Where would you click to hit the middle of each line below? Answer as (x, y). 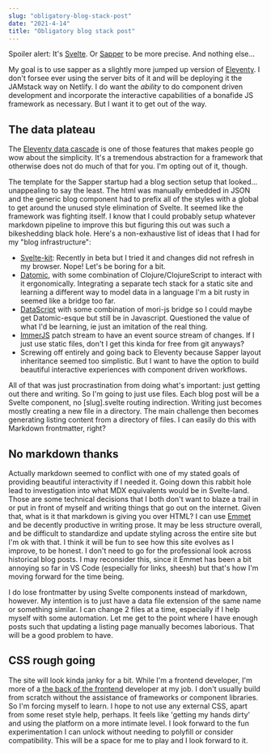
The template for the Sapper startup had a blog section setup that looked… (133, 182)
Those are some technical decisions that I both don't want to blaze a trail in (133, 499)
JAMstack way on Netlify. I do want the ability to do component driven (126, 87)
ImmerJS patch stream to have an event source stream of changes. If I (137, 335)
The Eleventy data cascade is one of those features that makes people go (131, 149)
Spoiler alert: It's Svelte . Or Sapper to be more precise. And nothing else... (132, 54)
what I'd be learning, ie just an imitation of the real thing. (114, 327)
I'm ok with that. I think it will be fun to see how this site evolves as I (121, 542)
